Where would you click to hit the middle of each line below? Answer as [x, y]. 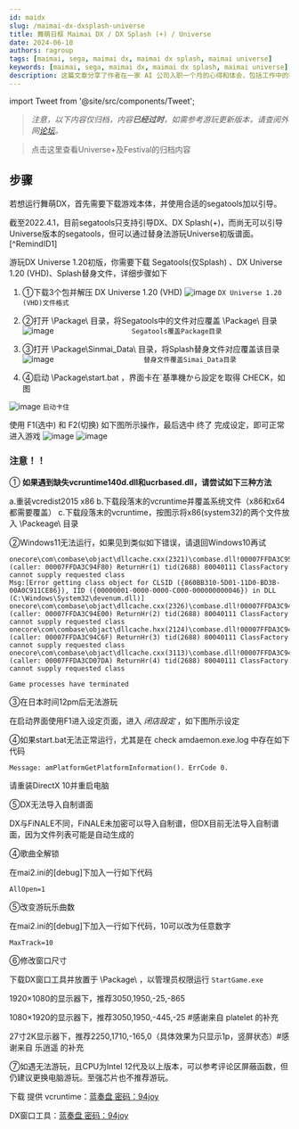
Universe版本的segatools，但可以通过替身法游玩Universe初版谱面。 [134, 234]
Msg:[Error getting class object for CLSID [91, 582]
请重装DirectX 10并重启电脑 [59, 785]
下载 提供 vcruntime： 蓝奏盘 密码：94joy [84, 1096]
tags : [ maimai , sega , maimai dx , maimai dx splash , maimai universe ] [141, 59]
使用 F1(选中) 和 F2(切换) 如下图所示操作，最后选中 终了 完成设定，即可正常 [147, 424]
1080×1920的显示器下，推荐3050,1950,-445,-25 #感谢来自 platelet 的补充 [144, 1017]
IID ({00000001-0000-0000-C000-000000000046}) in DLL [174, 590]
